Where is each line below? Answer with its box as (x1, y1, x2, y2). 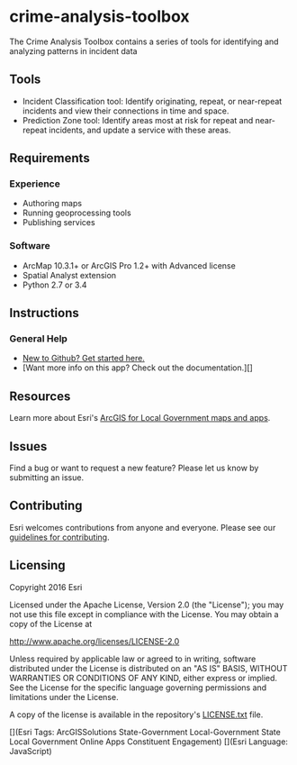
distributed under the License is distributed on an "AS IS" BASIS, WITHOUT (9, 662, 288, 673)
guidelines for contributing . (9, 532, 110, 542)
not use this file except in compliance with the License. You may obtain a (9, 608, 279, 619)
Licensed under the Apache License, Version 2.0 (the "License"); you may (9, 599, 284, 610)
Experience (9, 178, 60, 190)
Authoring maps (22, 198, 83, 209)
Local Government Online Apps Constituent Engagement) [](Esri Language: (9, 736, 288, 747)
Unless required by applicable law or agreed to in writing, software (9, 653, 256, 664)
